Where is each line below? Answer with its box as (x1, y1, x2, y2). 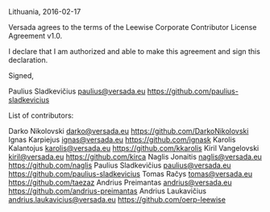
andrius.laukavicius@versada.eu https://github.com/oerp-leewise (8, 195, 226, 204)
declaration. (8, 56, 48, 64)
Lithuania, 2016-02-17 (8, 7, 81, 16)
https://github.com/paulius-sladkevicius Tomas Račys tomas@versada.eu (8, 169, 252, 178)
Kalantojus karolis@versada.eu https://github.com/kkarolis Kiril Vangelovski (8, 143, 260, 152)
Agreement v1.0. (8, 31, 63, 40)
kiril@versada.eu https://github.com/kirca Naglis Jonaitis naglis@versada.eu (8, 152, 262, 161)
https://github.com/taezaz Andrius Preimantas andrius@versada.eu (8, 177, 232, 187)
